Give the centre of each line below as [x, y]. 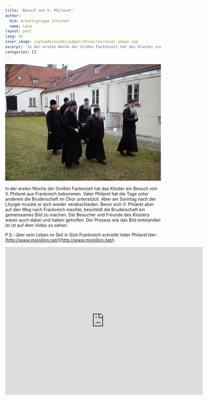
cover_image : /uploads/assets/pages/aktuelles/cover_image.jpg [72, 42]
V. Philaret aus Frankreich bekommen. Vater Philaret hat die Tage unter [77, 194]
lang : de [14, 36]
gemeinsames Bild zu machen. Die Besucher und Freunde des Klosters [77, 215]
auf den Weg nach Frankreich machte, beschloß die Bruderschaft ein [75, 209]
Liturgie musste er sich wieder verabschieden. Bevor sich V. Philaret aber [80, 204]
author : [13, 16]
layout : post [19, 31]
